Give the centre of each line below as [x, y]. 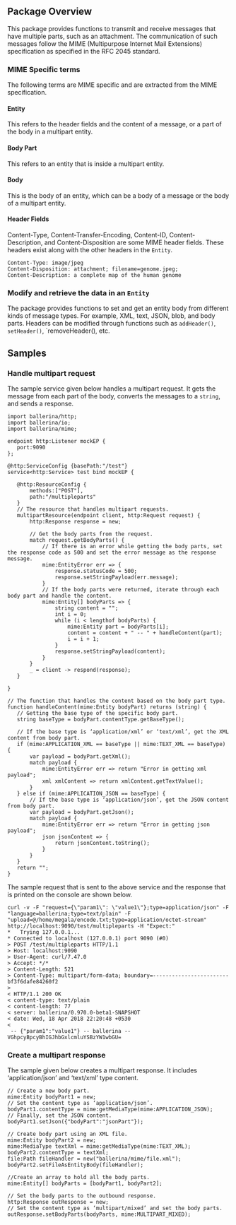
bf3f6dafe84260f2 [33, 981]
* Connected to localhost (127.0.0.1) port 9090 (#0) [88, 938]
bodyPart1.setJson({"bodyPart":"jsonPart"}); [75, 1122]
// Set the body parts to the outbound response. [82, 1196]
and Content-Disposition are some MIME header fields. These [134, 242]
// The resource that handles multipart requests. [93, 509]
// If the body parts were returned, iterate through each [131, 589]
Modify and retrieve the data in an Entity [78, 292]
